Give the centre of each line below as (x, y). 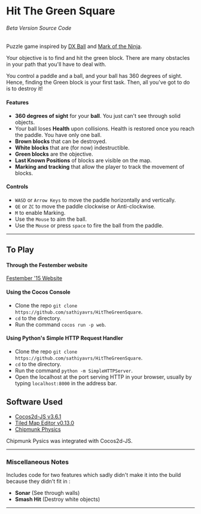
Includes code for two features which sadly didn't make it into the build (94, 475)
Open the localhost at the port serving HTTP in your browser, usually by (103, 377)
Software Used (34, 402)
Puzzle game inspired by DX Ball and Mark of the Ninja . (74, 47)
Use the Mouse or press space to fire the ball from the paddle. (89, 225)
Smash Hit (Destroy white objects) (57, 499)
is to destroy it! (25, 89)
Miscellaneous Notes (37, 462)
